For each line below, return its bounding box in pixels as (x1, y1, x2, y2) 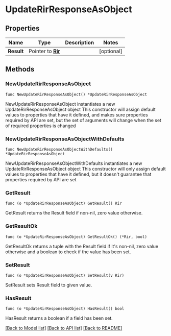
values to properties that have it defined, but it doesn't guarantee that (5, 171, 152, 177)
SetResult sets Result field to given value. (5, 282, 92, 288)
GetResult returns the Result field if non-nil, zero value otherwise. (5, 210, 143, 216)
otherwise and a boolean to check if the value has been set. (5, 249, 131, 255)
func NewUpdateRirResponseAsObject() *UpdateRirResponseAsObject (5, 92, 147, 97)
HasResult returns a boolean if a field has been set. (5, 315, 113, 321)
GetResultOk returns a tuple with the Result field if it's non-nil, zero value (5, 243, 159, 249)
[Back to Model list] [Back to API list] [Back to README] (5, 325, 123, 331)
